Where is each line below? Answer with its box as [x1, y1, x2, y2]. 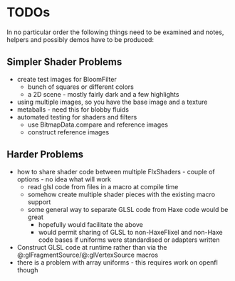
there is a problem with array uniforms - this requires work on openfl [16, 258, 218, 267]
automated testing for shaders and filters [16, 112, 137, 121]
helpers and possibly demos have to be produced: [6, 35, 155, 43]
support [27, 197, 51, 206]
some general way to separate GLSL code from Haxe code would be [27, 205, 229, 213]
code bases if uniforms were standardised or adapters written [38, 235, 220, 244]
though [16, 265, 38, 274]
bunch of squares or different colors [27, 83, 135, 91]
